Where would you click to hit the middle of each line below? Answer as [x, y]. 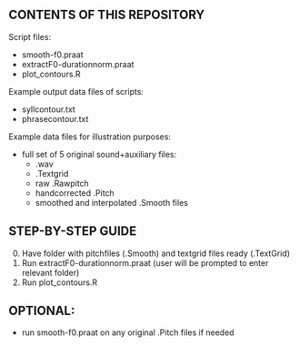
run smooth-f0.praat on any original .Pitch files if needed [128, 332]
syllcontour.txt [49, 109]
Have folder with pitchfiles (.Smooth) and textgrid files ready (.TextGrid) [156, 253]
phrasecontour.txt [55, 118]
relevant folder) [50, 272]
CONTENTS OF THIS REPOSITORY [107, 15]
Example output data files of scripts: [76, 91]
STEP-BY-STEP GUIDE [73, 231]
